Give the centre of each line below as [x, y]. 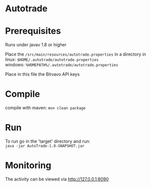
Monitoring [28, 166]
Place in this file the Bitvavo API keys [43, 74]
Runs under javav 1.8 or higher [36, 45]
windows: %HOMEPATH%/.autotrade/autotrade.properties [62, 65]
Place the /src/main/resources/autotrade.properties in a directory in [75, 54]
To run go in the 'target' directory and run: [48, 141]
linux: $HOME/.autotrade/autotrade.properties [52, 60]
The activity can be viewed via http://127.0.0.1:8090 [57, 179]
